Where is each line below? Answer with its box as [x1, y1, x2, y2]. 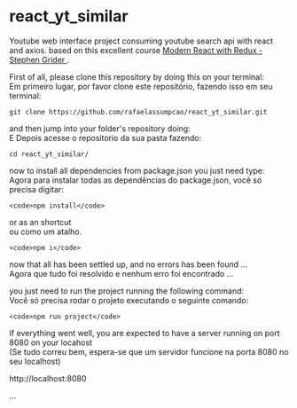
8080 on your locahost [9, 337, 93, 348]
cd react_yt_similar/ [9, 149, 90, 159]
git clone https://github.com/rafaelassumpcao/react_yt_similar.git [9, 107, 268, 116]
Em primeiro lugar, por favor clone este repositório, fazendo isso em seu [9, 81, 273, 91]
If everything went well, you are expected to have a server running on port [9, 327, 281, 338]
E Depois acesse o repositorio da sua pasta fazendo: [9, 132, 202, 143]
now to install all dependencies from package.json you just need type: [9, 165, 265, 176]
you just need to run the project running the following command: [9, 286, 245, 296]
